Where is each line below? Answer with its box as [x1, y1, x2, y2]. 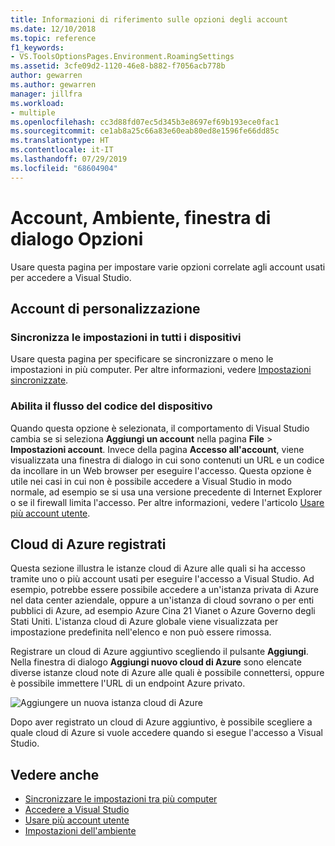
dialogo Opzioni [10, 227, 144, 250]
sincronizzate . [10, 374, 69, 386]
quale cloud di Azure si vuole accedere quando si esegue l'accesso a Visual [10, 727, 323, 739]
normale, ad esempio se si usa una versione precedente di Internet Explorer [10, 486, 323, 498]
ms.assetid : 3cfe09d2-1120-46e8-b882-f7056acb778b [10, 61, 226, 71]
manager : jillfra [10, 89, 83, 99]
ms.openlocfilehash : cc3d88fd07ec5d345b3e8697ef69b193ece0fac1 [10, 117, 280, 127]
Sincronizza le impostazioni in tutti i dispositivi [10, 330, 242, 344]
